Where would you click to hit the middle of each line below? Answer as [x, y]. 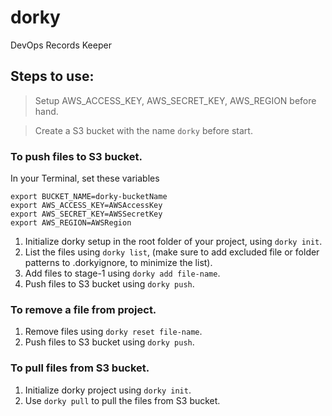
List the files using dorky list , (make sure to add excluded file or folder [172, 252]
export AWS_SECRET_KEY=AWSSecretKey [86, 214]
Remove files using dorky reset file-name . [113, 332]
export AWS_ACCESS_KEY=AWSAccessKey [86, 206]
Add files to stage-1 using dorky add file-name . [122, 273]
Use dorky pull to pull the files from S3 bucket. [122, 400]
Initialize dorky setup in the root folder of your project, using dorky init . [173, 242]
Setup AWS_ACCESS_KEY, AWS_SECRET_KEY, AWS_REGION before [175, 100]
